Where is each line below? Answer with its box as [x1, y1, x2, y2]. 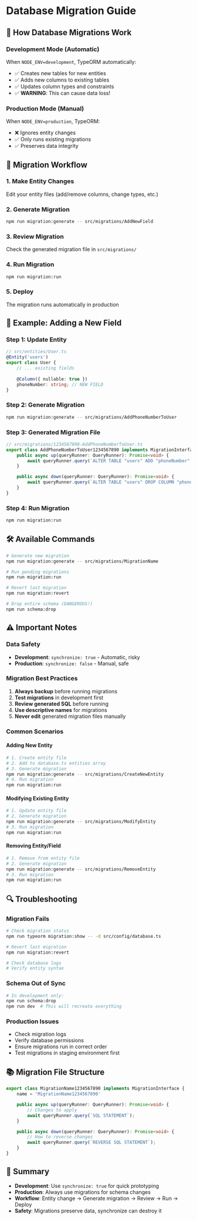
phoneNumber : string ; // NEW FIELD [16, 381, 104, 388]
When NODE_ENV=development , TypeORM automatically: [6, 58, 137, 65]
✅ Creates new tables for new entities [14, 69, 107, 77]
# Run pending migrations [6, 569, 69, 575]
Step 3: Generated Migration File [6, 428, 101, 436]
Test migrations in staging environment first [14, 1049, 120, 1056]
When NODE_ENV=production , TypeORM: [6, 118, 100, 125]
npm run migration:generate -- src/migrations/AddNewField [6, 219, 154, 225]
